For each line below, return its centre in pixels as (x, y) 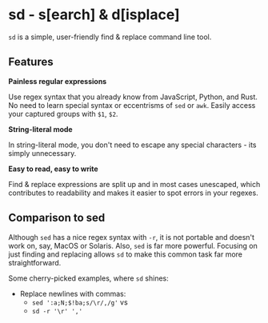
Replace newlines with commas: (73, 293)
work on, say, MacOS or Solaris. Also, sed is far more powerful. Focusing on (133, 245)
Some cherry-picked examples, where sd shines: (89, 278)
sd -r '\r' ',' (57, 311)
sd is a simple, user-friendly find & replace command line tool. (110, 37)
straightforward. (35, 262)
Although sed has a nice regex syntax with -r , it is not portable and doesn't (131, 237)
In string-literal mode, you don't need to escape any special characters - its (133, 145)
